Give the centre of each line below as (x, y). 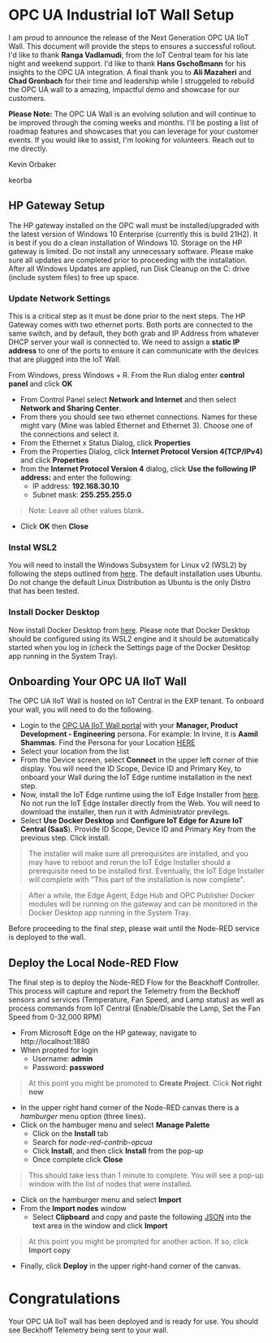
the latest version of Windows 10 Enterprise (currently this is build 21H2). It (133, 234)
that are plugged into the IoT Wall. (65, 359)
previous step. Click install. (65, 838)
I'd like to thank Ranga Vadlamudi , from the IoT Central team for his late (129, 55)
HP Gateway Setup (57, 206)
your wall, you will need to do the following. (81, 709)
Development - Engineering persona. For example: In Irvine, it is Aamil (139, 734)
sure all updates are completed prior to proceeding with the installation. (128, 260)
